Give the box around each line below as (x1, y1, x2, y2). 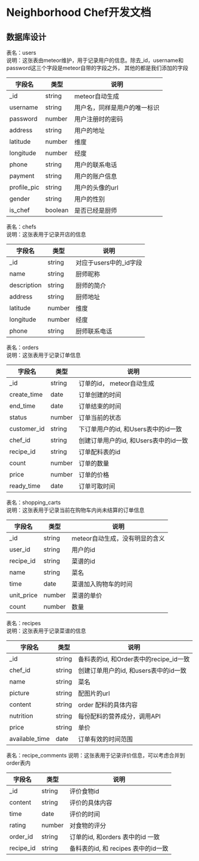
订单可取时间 (78, 482, 115, 491)
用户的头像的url (74, 183, 119, 192)
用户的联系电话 (74, 161, 117, 169)
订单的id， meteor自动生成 (78, 379, 155, 388)
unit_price (9, 591, 38, 599)
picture (9, 689, 30, 697)
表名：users (6, 49, 36, 56)
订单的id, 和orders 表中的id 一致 (69, 833, 160, 841)
